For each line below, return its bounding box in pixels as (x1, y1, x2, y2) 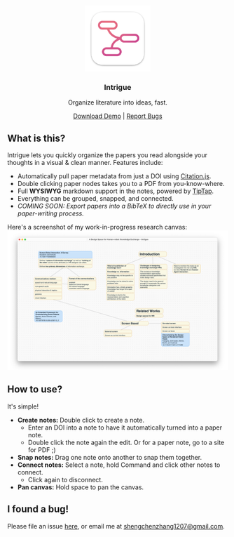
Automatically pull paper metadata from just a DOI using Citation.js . (17, 172, 212, 180)
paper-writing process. (17, 209, 84, 218)
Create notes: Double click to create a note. (17, 416, 145, 424)
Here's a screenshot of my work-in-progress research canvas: (7, 223, 188, 232)
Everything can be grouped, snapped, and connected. (17, 194, 174, 203)
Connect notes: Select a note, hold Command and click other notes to (17, 460, 221, 469)
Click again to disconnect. (27, 475, 103, 484)
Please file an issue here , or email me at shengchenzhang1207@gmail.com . (7, 522, 226, 530)
